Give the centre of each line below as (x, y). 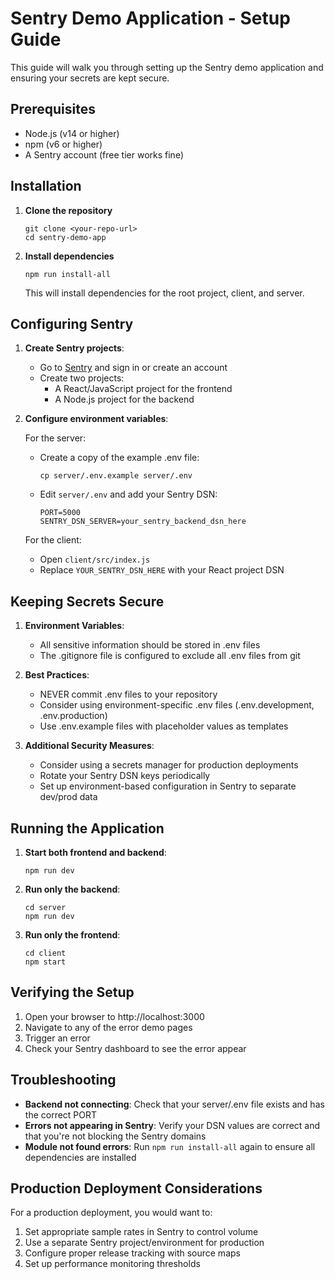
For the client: (53, 540)
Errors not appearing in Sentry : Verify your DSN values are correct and (172, 1125)
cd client (45, 953)
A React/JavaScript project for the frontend (143, 389)
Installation (46, 186)
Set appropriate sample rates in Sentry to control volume (141, 1232)
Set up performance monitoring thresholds (112, 1264)
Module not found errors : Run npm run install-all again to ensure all (170, 1146)
